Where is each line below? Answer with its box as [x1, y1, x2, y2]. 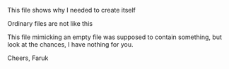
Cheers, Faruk [7, 54, 49, 62]
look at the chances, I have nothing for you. [7, 40, 134, 48]
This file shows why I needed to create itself [7, 6, 136, 14]
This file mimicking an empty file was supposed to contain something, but [7, 33, 223, 41]
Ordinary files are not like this [7, 20, 93, 27]
